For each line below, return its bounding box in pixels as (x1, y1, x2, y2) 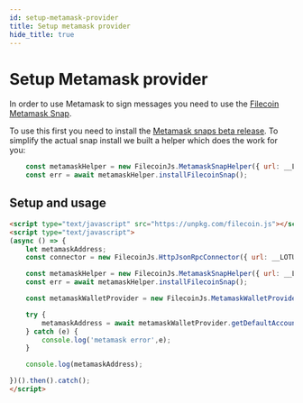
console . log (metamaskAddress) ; (25, 360, 143, 370)
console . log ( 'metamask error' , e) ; (41, 335, 171, 344)
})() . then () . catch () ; (9, 376, 91, 386)
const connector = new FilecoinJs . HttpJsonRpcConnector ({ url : (25, 253, 269, 262)
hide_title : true (9, 30, 75, 39)
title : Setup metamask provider (9, 22, 131, 31)
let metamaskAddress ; (25, 244, 106, 253)
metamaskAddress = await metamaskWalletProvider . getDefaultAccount (41, 318, 300, 327)
